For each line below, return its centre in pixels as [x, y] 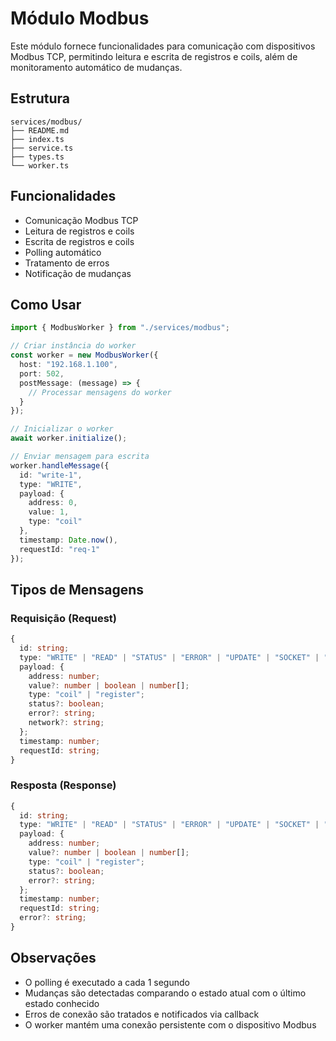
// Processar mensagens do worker [100, 392]
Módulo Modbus [80, 18]
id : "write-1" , [51, 475]
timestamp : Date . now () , [68, 540]
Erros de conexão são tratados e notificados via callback [142, 1014]
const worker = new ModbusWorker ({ [84, 355]
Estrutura [40, 98]
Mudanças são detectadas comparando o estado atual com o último [165, 993]
